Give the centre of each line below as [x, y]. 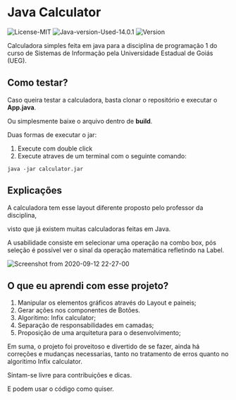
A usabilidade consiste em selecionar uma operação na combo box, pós [112, 242]
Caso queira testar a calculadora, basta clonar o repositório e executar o [112, 100]
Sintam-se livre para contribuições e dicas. [70, 375]
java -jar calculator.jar [45, 169]
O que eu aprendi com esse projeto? [88, 286]
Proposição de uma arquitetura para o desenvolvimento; [99, 333]
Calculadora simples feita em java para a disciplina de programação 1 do [112, 45]
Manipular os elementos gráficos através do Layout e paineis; [107, 303]
